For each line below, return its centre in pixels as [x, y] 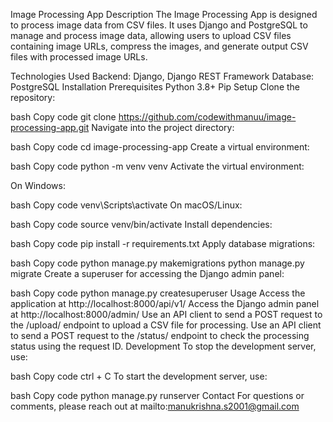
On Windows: [38, 185]
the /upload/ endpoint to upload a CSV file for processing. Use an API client [166, 325]
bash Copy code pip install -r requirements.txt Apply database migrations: [163, 243]
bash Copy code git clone [63, 117]
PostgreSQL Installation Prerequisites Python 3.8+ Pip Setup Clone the [155, 87]
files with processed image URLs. [79, 57]
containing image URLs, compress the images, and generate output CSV [159, 46]
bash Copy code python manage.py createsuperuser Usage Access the [158, 293]
